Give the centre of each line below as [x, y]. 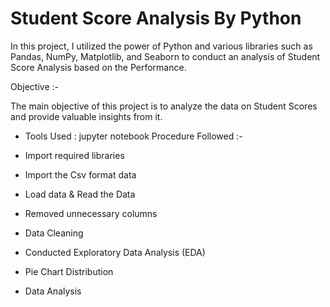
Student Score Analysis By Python [156, 18]
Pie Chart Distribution [69, 271]
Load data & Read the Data [80, 194]
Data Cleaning [54, 233]
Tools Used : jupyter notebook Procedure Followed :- [133, 136]
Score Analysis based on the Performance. [98, 67]
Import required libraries [74, 155]
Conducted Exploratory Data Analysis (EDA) [115, 252]
